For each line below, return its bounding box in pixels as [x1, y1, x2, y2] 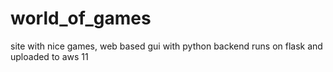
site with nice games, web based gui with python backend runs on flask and [10, 40, 323, 52]
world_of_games [10, 7, 152, 30]
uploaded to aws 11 [10, 50, 89, 62]
